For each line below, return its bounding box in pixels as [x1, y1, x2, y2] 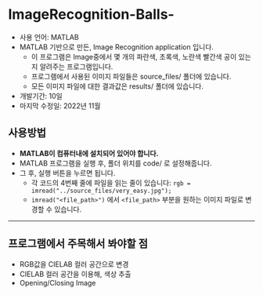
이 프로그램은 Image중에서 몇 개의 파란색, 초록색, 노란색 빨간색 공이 [31, 52, 237, 61]
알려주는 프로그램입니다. [39, 61, 113, 71]
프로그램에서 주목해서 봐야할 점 [8, 237, 149, 250]
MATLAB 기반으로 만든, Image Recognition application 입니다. [19, 42, 214, 52]
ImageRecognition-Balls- [8, 5, 175, 24]
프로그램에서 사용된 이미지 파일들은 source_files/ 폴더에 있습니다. [31, 71, 232, 81]
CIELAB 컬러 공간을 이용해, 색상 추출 [19, 269, 131, 279]
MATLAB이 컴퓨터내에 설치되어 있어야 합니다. [19, 148, 159, 158]
